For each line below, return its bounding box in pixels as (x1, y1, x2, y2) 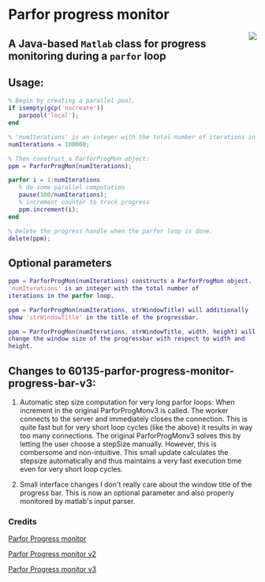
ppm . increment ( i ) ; (18, 205, 80, 214)
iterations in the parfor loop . (8, 292, 114, 300)
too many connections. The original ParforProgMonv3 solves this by (19, 431, 241, 441)
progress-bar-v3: (8, 376, 96, 390)
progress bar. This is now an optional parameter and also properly (19, 488, 234, 498)
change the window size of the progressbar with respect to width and (8, 335, 245, 343)
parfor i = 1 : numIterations (8, 176, 101, 185)
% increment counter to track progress (18, 199, 150, 207)
